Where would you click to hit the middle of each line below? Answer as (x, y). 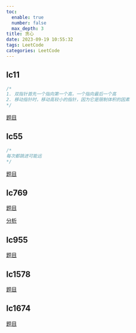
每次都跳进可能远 (24, 156)
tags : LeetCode (25, 45)
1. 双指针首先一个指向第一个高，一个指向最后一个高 (61, 94)
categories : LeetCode (33, 51)
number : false (29, 23)
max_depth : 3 (28, 28)
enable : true (28, 17)
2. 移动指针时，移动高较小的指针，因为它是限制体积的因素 (68, 100)
